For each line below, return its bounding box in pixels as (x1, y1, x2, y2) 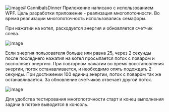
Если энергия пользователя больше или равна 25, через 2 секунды (5, 50, 151, 56)
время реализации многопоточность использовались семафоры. (5, 16, 147, 21)
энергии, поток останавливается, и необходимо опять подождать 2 (5, 66, 152, 72)
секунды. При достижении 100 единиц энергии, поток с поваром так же (5, 71, 161, 77)
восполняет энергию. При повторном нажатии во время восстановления (5, 61, 164, 66)
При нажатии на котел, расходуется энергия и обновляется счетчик (5, 25, 153, 31)
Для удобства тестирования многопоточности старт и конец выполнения (5, 96, 164, 102)
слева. (5, 31, 20, 36)
